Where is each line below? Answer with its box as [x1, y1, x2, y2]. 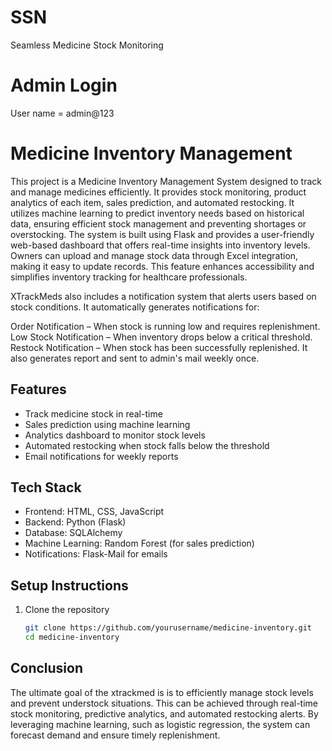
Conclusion [10, 660, 84, 677]
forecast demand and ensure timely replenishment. [10, 729, 221, 741]
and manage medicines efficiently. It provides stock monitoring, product [10, 186, 307, 198]
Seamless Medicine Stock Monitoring [10, 39, 164, 51]
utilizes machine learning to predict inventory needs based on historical [10, 207, 305, 219]
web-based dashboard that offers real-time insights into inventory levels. [10, 239, 311, 251]
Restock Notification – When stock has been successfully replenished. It [10, 341, 308, 353]
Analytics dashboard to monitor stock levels [24, 429, 206, 441]
